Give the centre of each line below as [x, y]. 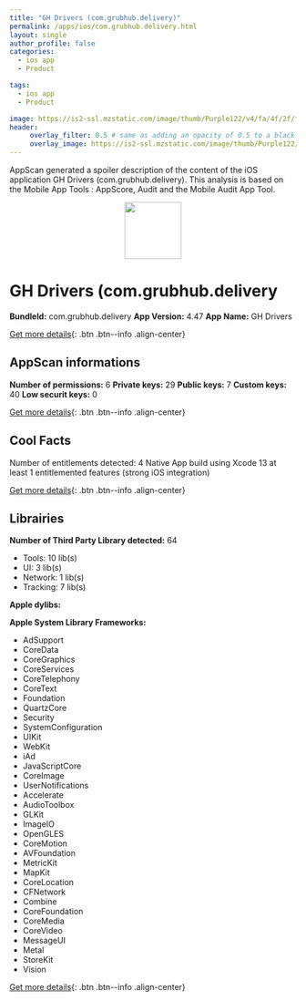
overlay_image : [59, 144]
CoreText [40, 688]
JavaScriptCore [52, 766]
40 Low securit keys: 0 [54, 394]
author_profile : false [52, 43]
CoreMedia [44, 921]
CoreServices [48, 669]
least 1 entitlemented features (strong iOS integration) [110, 472]
